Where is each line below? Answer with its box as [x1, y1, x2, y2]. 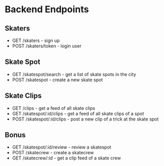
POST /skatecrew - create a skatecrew [12, 150, 94, 156]
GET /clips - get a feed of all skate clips [12, 105, 96, 111]
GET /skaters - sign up [12, 37, 60, 43]
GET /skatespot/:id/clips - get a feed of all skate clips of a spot [12, 110, 144, 116]
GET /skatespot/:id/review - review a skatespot [12, 144, 111, 150]
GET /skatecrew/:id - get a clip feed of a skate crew [12, 155, 121, 161]
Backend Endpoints [5, 4, 89, 15]
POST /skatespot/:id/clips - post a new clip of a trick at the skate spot [12, 116, 159, 122]
